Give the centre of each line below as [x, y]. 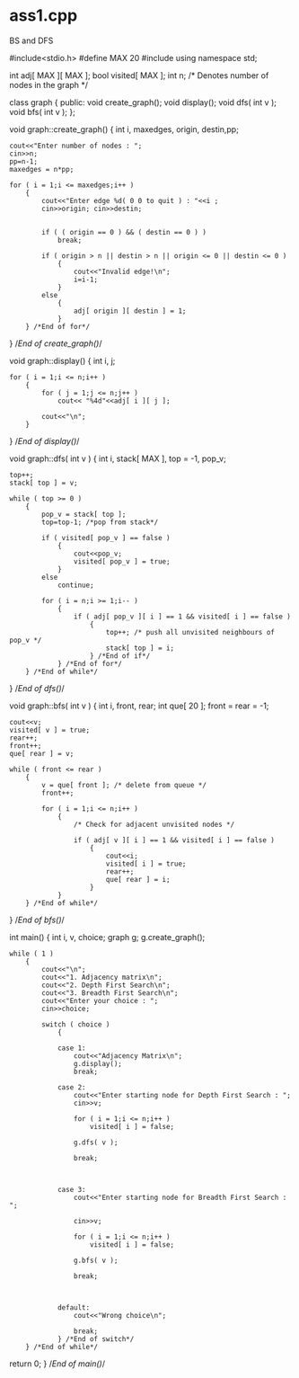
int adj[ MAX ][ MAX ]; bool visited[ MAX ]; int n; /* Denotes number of [139, 75]
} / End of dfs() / [37, 688]
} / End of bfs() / [37, 920]
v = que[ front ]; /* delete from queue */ [124, 785]
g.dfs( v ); [96, 1142]
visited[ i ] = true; [146, 864]
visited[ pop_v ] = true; [122, 561]
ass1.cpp [44, 16]
